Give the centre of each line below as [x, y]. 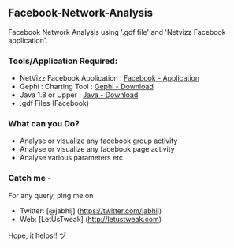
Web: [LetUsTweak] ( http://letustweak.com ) [91, 219]
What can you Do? [44, 124]
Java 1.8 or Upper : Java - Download [79, 95]
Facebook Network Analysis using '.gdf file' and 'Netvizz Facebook [117, 32]
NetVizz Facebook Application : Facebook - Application [109, 78]
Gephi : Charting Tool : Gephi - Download [86, 87]
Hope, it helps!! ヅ [37, 235]
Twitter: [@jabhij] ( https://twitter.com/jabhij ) [91, 210]
